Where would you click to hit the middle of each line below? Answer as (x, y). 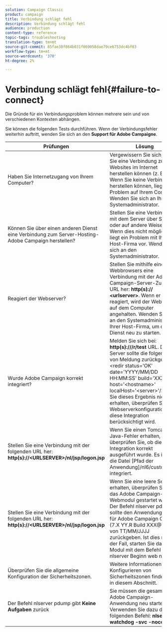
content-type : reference (31, 33)
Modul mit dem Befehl (135, 550)
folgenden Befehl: (130, 616)
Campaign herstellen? (50, 241)
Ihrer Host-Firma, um (134, 326)
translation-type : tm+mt (31, 42)
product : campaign (24, 14)
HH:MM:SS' (123, 378)
